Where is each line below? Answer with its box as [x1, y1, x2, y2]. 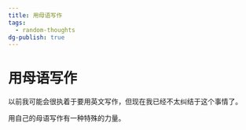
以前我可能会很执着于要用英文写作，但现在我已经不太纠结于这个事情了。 [8, 97, 242, 107]
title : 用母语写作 [8, 11, 63, 20]
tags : [8, 19, 26, 27]
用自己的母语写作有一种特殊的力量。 [8, 114, 126, 123]
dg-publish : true [8, 33, 65, 42]
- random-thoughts [15, 26, 76, 34]
